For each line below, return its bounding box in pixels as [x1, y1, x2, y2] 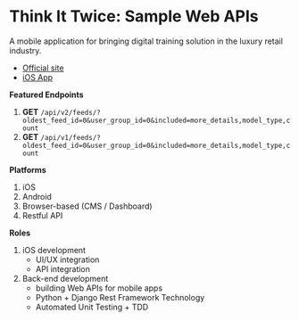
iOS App [21, 71, 54, 82]
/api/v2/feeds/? [40, 108, 101, 117]
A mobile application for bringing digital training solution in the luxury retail [9, 36, 284, 46]
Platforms [9, 164, 46, 175]
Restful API [21, 210, 63, 220]
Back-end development [21, 273, 109, 284]
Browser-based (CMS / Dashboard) [21, 201, 154, 211]
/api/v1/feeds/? [40, 133, 101, 142]
